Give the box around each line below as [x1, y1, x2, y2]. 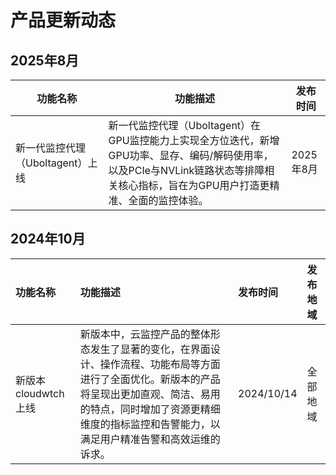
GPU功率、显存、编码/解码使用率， [108, 149, 274, 162]
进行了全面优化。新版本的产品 [79, 372, 221, 386]
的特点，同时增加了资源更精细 [79, 402, 221, 416]
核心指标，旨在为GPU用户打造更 [118, 179, 270, 192]
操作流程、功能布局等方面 [99, 357, 221, 371]
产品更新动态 [10, 9, 117, 32]
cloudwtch [15, 386, 65, 400]
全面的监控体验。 [128, 194, 209, 207]
